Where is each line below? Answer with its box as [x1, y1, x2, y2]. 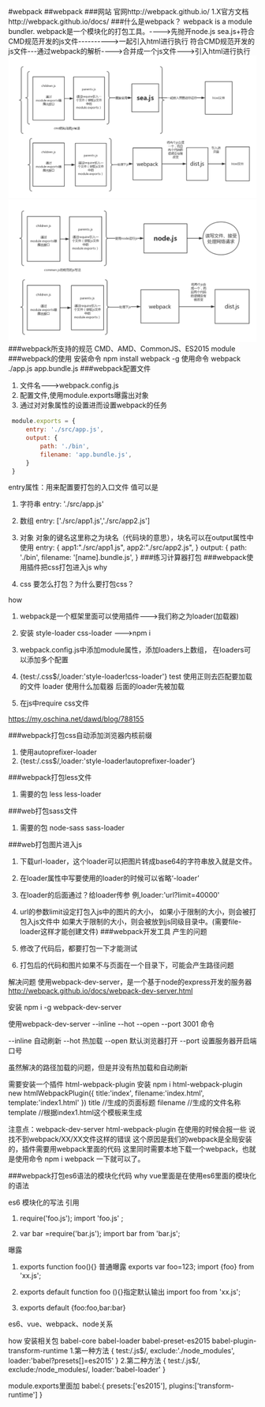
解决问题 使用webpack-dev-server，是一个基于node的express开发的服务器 [8, 978, 252, 987]
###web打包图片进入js [8, 840, 83, 849]
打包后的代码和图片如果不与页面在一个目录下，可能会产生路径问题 [19, 960, 234, 970]
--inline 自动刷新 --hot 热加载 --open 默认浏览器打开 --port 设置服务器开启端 [8, 1036, 257, 1046]
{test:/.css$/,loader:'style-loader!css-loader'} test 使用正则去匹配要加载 [19, 671, 252, 682]
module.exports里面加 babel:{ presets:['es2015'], [8, 1381, 167, 1390]
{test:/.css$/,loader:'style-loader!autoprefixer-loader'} [19, 756, 196, 766]
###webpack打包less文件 [8, 773, 92, 782]
